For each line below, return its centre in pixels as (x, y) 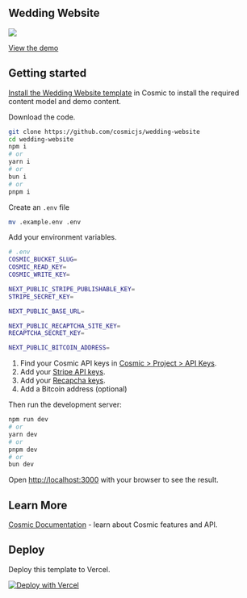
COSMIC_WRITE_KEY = (39, 274)
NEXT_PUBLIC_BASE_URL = (46, 311)
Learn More (38, 505)
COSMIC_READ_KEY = (38, 267)
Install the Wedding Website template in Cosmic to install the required (124, 93)
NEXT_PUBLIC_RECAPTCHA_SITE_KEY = (65, 326)
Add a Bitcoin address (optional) (73, 389)
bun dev (21, 464)
